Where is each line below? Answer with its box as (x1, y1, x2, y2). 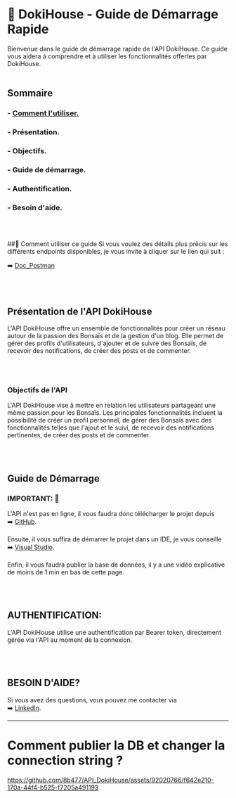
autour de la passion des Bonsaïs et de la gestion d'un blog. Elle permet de (7, 332, 224, 340)
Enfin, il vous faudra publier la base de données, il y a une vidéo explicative (7, 560, 225, 569)
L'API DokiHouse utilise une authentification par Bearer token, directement (7, 628, 222, 636)
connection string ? (7, 752, 124, 768)
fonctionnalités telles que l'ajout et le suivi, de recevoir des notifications (7, 423, 214, 432)
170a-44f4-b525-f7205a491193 (7, 783, 99, 792)
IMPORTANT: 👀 (7, 494, 60, 503)
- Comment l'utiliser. (7, 108, 79, 118)
